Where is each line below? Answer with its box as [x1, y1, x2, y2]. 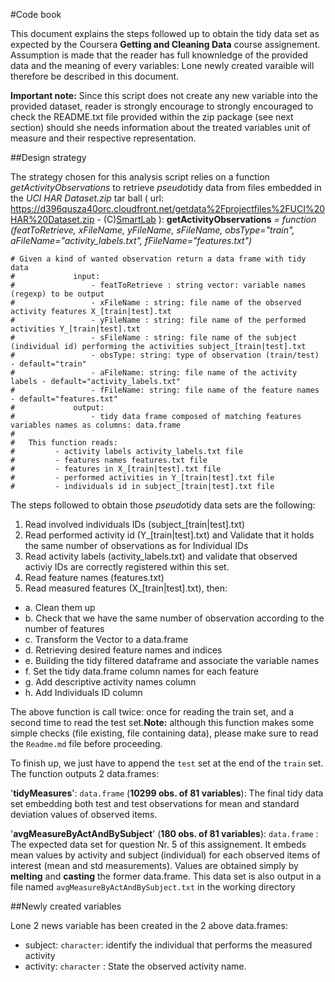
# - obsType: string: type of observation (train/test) [10, 350, 320, 360]
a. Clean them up [24, 602, 96, 613]
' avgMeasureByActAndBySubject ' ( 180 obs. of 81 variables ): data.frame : [10, 828, 319, 839]
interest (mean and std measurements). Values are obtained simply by [10, 860, 299, 871]
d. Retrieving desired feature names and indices [24, 644, 223, 656]
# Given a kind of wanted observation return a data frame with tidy [10, 254, 307, 264]
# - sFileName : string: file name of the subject [10, 333, 298, 343]
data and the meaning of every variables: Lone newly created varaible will [10, 60, 315, 71]
